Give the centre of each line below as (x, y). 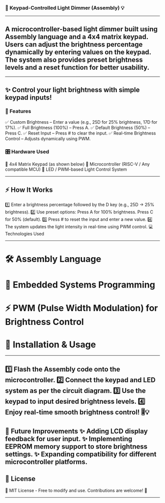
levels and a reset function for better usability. (77, 67)
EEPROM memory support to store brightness (76, 447)
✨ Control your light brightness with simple (72, 90)
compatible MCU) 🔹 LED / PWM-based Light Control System (66, 169)
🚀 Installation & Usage (51, 344)
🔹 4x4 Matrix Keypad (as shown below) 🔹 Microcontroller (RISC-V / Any (77, 164)
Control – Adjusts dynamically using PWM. (48, 138)
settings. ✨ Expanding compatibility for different (81, 454)
